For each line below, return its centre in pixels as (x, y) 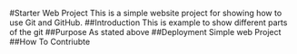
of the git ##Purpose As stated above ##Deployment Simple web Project (145, 32)
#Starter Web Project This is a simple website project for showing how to (146, 13)
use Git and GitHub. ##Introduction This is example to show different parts (148, 22)
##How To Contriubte (50, 41)
